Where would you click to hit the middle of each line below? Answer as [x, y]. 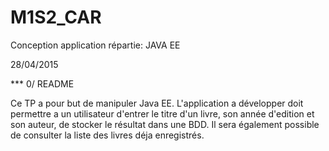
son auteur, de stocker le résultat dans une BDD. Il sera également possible [165, 124]
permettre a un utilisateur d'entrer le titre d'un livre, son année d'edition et [162, 113]
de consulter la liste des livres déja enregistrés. [107, 135]
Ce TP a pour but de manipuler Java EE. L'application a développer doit [157, 103]
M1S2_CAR [56, 17]
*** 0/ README [42, 83]
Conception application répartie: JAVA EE [95, 45]
